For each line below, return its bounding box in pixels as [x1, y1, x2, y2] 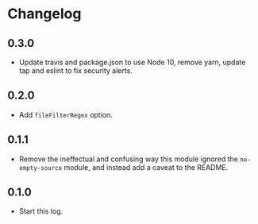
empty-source [18, 164, 63, 172]
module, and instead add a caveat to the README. [64, 162, 229, 172]
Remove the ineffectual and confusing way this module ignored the [18, 154, 239, 164]
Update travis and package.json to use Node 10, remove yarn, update [18, 57, 246, 67]
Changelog [7, 5, 82, 23]
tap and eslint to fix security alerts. [18, 66, 133, 75]
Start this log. [18, 207, 64, 216]
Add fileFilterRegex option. [18, 110, 113, 119]
